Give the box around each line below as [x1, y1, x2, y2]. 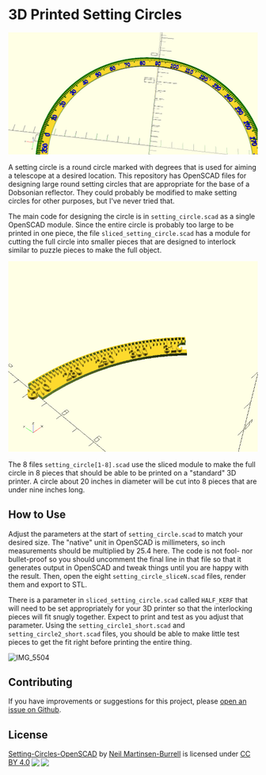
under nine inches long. [8, 484, 85, 494]
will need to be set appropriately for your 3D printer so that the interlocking [8, 603, 253, 613]
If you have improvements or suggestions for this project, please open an [8, 696, 247, 706]
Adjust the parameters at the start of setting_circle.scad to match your [8, 529, 243, 538]
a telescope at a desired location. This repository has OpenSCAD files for [8, 171, 247, 180]
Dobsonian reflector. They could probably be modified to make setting [8, 187, 237, 197]
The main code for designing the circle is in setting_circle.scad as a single [8, 211, 256, 221]
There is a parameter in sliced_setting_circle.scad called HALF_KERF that [8, 595, 248, 604]
